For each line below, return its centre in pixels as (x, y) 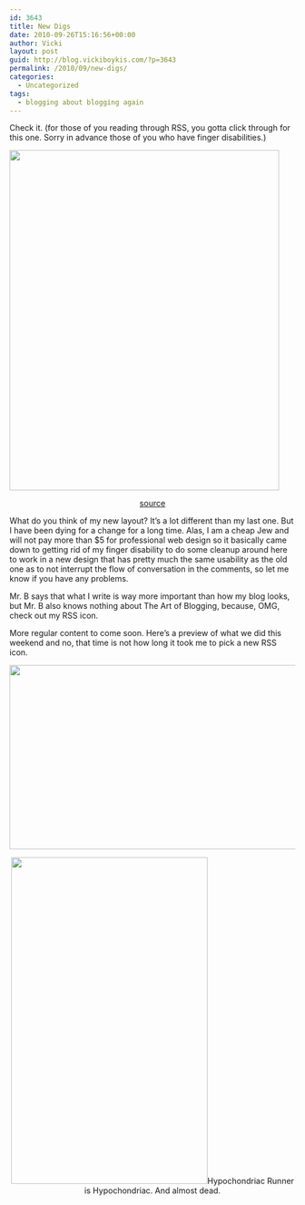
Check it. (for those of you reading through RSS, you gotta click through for (150, 128)
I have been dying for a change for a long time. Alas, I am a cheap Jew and (149, 531)
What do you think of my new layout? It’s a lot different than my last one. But (152, 521)
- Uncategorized (48, 85)
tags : (20, 93)
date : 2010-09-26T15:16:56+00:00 (73, 34)
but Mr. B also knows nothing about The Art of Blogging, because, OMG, (144, 606)
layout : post (34, 52)
